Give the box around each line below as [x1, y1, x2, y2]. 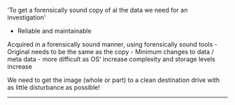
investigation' [7, 13, 46, 22]
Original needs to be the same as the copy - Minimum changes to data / [7, 48, 215, 56]
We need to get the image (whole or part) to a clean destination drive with [7, 76, 220, 84]
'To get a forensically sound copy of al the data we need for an [7, 6, 188, 14]
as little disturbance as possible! [7, 83, 100, 91]
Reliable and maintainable [17, 27, 92, 35]
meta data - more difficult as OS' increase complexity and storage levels [7, 55, 215, 63]
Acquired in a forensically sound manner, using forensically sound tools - [7, 40, 218, 48]
